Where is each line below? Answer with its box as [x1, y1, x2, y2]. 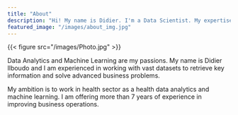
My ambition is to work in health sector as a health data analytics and [7, 85, 210, 94]
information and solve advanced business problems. [7, 71, 161, 80]
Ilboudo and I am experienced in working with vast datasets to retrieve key [7, 64, 225, 73]
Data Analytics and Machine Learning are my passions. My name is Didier [7, 56, 222, 65]
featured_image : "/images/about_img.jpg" [7, 23, 132, 30]
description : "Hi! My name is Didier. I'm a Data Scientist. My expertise [7, 17, 233, 24]
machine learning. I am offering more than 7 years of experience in [7, 92, 202, 101]
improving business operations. [7, 100, 99, 109]
